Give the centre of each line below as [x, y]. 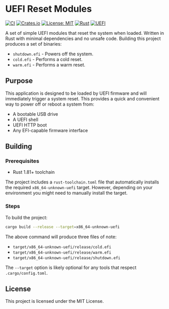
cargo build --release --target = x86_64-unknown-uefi [63, 227]
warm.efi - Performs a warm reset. [49, 65]
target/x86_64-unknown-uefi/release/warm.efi [62, 252]
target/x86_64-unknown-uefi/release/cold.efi [62, 247]
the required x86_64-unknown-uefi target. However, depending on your [79, 188]
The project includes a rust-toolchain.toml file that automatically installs [82, 182]
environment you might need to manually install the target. [66, 193]
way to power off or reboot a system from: [50, 104]
